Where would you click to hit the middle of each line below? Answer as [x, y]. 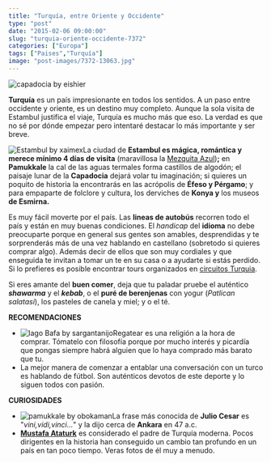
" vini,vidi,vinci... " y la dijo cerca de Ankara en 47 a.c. [108, 424]
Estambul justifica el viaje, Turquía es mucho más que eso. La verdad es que [135, 117]
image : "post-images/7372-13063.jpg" [72, 62]
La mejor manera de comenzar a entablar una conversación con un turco [142, 367]
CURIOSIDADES [35, 400]
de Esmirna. [29, 201]
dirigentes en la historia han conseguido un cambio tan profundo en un [138, 441]
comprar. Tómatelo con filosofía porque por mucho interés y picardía [135, 342]
